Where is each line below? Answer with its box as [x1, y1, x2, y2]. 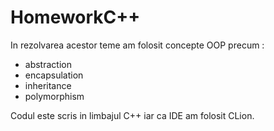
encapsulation [24, 69, 84, 81]
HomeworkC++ [10, 6, 141, 29]
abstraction [24, 58, 72, 70]
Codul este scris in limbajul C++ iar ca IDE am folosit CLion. [10, 109, 255, 121]
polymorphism [24, 90, 85, 102]
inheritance [24, 79, 72, 91]
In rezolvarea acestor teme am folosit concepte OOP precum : [10, 39, 265, 51]
